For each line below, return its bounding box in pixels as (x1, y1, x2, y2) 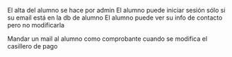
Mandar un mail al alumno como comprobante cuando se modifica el (7, 34, 207, 43)
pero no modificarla (7, 21, 65, 29)
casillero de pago (7, 42, 58, 50)
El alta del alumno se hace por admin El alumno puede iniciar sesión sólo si (7, 6, 226, 14)
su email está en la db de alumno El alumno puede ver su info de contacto (7, 13, 223, 22)
